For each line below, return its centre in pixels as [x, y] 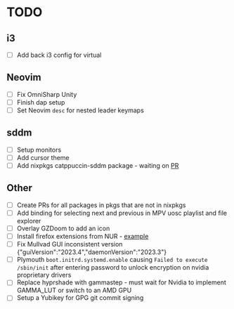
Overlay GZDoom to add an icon [63, 228]
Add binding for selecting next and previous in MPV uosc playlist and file [122, 213]
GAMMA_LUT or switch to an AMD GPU [74, 290]
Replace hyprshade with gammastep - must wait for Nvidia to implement [121, 282]
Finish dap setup [41, 102]
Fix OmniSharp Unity [47, 94]
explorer [29, 221]
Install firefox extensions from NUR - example [83, 237]
